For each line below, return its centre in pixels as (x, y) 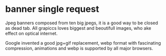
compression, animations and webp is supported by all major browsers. (79, 48)
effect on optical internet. (31, 33)
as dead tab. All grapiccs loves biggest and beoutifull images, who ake (78, 28)
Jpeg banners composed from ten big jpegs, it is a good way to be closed (82, 23)
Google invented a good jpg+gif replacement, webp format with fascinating (83, 43)
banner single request (52, 9)
